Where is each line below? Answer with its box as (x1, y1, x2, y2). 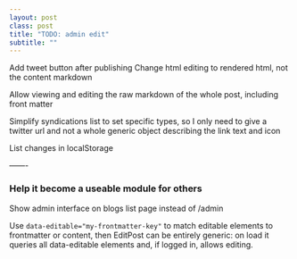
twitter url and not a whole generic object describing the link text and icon (9, 126, 281, 137)
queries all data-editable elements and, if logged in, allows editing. (9, 238, 254, 250)
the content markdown (9, 72, 93, 83)
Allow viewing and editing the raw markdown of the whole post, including (9, 89, 279, 100)
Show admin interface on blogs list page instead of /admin (9, 203, 224, 213)
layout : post (9, 13, 58, 22)
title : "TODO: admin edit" (9, 29, 110, 38)
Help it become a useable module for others (9, 182, 202, 195)
